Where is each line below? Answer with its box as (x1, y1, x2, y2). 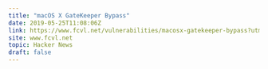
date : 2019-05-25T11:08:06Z (8, 19, 102, 27)
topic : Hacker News (8, 41, 73, 49)
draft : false (8, 48, 52, 56)
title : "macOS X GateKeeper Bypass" (8, 11, 130, 20)
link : (8, 26, 26, 34)
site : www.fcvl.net (8, 33, 73, 42)
